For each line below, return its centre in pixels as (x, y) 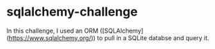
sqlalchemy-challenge (72, 12)
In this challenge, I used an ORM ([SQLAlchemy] (75, 31)
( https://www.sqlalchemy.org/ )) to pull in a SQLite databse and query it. (108, 37)
